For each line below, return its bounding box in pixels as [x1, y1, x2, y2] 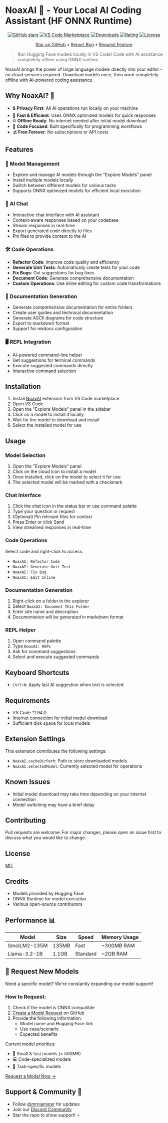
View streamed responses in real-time [12, 524, 91, 531]
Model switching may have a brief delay [12, 801, 95, 808]
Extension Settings [5, 735, 65, 743]
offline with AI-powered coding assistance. [5, 77, 94, 83]
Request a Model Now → [5, 1073, 56, 1079]
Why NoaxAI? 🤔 [5, 91, 55, 100]
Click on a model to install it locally [12, 411, 84, 418]
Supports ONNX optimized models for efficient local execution [12, 188, 141, 194]
